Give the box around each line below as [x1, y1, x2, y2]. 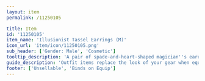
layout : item [6, 9, 40, 15]
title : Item [6, 26, 37, 32]
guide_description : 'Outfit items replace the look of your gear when [6, 59, 190, 66]
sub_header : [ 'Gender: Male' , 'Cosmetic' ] [6, 48, 116, 55]
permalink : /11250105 [6, 15, 62, 21]
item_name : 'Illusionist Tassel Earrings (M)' [6, 37, 127, 43]
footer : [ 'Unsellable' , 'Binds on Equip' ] [6, 65, 116, 71]
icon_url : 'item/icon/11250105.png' [6, 43, 99, 49]
